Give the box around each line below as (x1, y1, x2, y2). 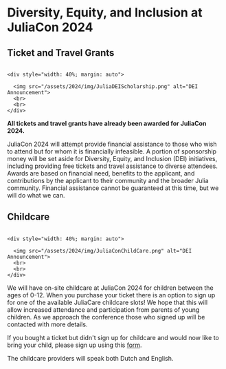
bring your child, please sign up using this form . (7, 341, 142, 349)
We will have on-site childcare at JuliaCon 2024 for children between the (7, 284, 214, 292)
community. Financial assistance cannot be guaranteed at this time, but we (7, 184, 219, 192)
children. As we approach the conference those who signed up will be (7, 313, 205, 321)
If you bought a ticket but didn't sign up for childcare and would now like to (7, 333, 220, 341)
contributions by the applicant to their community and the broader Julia (7, 177, 209, 184)
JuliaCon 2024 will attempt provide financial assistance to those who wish (7, 140, 217, 148)
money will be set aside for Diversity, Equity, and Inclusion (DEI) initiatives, (7, 155, 218, 162)
